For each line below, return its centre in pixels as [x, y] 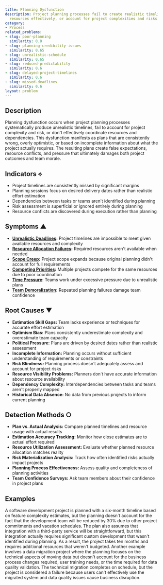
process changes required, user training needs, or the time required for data [81, 562]
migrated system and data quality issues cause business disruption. [73, 578]
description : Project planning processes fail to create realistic [75, 14]
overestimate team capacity [40, 337]
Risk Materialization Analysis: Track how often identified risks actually [83, 458]
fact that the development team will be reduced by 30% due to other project [81, 521]
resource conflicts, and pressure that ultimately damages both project [75, 153]
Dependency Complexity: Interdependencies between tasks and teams [84, 384]
